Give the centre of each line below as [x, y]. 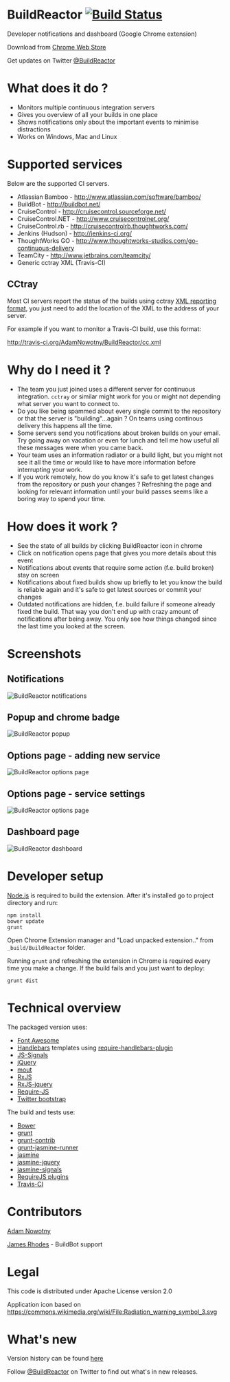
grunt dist [23, 981]
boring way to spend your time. [61, 498]
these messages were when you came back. [80, 447]
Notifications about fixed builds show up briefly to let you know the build [119, 582]
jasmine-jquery [38, 1162]
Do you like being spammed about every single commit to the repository [119, 411]
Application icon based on [44, 1304]
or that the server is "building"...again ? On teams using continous [110, 418]
